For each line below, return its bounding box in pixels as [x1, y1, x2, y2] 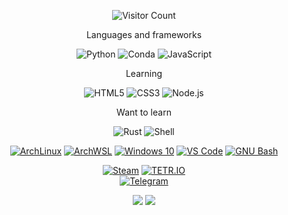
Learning [125, 68, 163, 79]
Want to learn [116, 106, 172, 118]
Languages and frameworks [85, 29, 203, 40]
